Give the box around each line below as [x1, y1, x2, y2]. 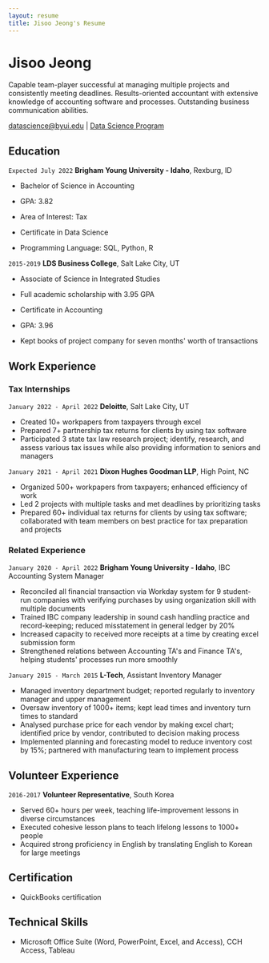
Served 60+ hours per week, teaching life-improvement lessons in [19, 805, 239, 815]
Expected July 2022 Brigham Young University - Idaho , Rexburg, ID [8, 166, 232, 175]
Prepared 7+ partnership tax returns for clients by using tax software [19, 425, 247, 435]
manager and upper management [19, 694, 130, 704]
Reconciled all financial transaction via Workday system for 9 [19, 587, 222, 596]
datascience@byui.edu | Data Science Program [8, 121, 164, 130]
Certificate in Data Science [19, 227, 109, 237]
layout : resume [8, 11, 59, 20]
